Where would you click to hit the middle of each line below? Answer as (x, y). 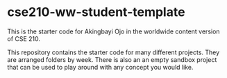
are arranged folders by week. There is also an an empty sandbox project (112, 59)
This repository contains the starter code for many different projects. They (113, 52)
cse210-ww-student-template (96, 12)
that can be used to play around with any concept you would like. (100, 67)
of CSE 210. (24, 38)
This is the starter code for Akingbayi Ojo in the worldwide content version (113, 31)
